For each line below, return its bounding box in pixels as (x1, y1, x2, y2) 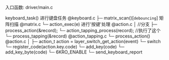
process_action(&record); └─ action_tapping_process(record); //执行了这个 (5, 27, 161, 33)
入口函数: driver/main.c (5, 4, 53, 10)
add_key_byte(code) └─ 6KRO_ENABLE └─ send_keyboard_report (5, 49, 143, 55)
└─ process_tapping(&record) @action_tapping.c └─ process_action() (5, 33, 150, 39)
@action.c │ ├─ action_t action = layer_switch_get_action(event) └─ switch (5, 38, 161, 44)
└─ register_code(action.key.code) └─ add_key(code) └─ (5, 44, 125, 49)
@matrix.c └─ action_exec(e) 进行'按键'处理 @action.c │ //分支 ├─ (19, 21, 157, 27)
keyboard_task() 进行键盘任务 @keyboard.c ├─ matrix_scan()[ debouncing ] (5, 15, 158, 21)
